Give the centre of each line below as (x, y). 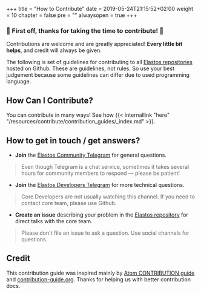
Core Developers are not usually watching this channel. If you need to (108, 197)
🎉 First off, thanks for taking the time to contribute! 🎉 (85, 31)
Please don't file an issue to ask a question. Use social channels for (105, 233)
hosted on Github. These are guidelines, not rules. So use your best (90, 68)
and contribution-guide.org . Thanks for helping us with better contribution (98, 279)
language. (19, 82)
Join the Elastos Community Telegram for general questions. (91, 155)
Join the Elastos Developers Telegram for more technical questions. (100, 185)
